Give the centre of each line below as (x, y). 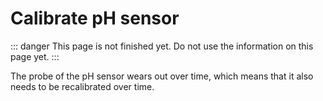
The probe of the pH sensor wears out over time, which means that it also (162, 76)
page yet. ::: (35, 56)
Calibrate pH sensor (95, 18)
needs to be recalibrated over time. (82, 86)
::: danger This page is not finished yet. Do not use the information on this (162, 46)
